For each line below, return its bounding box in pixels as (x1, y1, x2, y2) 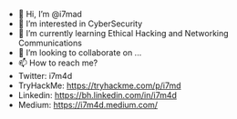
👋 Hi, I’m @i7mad (17, 9, 82, 19)
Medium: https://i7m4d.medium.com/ (17, 100, 158, 110)
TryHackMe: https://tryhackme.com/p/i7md (17, 80, 181, 91)
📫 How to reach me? (17, 57, 98, 68)
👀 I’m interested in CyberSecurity (17, 18, 143, 29)
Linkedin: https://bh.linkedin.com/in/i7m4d (17, 90, 178, 100)
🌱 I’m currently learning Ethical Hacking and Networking (17, 28, 230, 38)
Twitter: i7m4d (17, 71, 73, 81)
